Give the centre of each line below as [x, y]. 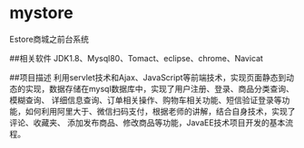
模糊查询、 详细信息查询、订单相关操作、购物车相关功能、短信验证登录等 [146, 100]
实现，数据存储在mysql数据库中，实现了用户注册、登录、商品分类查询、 [160, 88]
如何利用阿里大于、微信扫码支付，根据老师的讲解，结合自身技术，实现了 [160, 111]
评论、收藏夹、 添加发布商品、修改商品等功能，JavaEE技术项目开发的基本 [147, 122]
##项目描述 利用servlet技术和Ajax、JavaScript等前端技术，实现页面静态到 [148, 77]
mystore [42, 13]
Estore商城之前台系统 [49, 39]
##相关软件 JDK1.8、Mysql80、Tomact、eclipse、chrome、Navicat [136, 58]
